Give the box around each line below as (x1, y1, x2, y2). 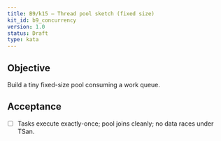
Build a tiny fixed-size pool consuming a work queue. (7, 80, 161, 89)
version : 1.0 (7, 23, 45, 30)
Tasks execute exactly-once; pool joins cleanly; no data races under (17, 119, 214, 128)
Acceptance (7, 101, 62, 112)
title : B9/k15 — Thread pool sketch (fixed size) (7, 10, 155, 17)
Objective (7, 62, 51, 74)
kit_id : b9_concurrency (7, 17, 77, 24)
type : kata (7, 36, 39, 43)
